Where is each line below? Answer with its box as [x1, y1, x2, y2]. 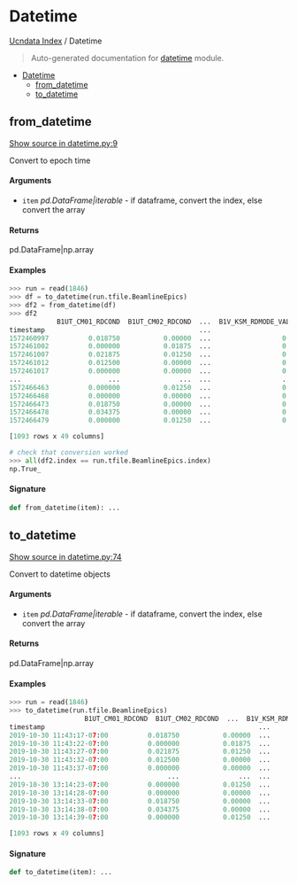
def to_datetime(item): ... [9, 868, 113, 877]
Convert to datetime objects [9, 569, 110, 579]
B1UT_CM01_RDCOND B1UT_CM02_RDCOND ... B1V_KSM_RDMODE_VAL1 [56, 317, 294, 326]
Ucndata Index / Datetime [9, 35, 103, 46]
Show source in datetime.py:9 [9, 137, 118, 148]
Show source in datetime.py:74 [9, 551, 122, 562]
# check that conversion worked [9, 448, 128, 457]
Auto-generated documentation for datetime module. [30, 52, 225, 63]
